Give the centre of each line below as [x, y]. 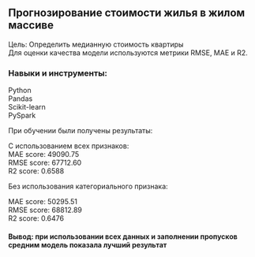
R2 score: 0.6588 [36, 171]
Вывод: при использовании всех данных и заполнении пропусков [123, 237]
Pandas [21, 99]
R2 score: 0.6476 [36, 218]
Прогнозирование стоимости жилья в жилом [127, 13]
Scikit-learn [27, 107]
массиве [31, 26]
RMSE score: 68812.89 [45, 210]
